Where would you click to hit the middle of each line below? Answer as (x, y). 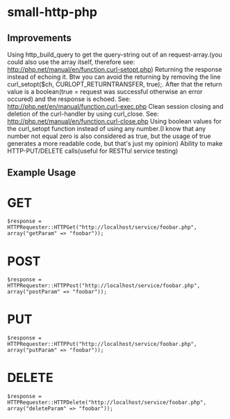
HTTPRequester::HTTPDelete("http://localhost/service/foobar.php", (107, 403)
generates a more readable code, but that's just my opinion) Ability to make (115, 143)
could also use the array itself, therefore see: (71, 62)
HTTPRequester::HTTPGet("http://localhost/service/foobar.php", (102, 227)
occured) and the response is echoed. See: (69, 99)
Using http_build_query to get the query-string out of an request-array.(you (115, 54)
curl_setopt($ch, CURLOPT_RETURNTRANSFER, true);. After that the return (115, 84)
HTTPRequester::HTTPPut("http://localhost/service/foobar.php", (102, 344)
